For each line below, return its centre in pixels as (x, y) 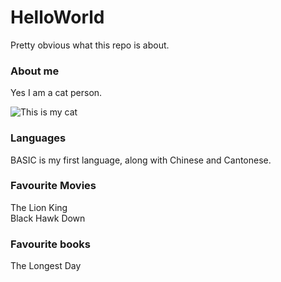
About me (35, 71)
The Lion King (39, 207)
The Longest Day (46, 266)
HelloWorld (57, 17)
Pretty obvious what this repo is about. (90, 45)
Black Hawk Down (48, 218)
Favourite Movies (53, 186)
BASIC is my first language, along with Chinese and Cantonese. (141, 160)
